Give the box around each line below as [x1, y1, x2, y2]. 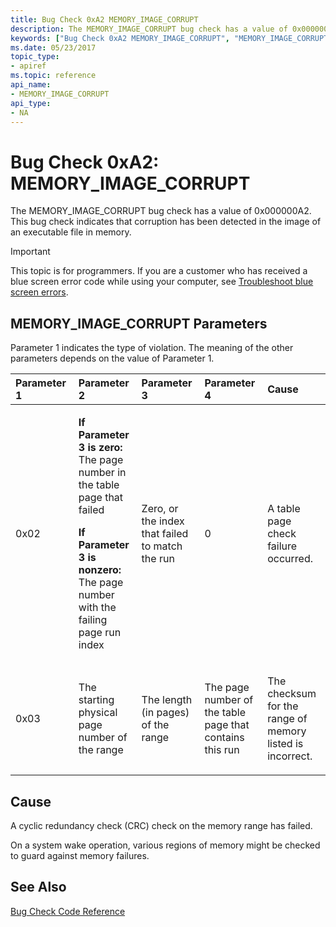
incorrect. [267, 749, 313, 763]
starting [78, 693, 115, 707]
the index [141, 514, 185, 528]
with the [78, 601, 117, 615]
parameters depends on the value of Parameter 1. [10, 352, 215, 365]
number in [78, 466, 127, 480]
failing [78, 613, 108, 627]
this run [204, 743, 240, 757]
